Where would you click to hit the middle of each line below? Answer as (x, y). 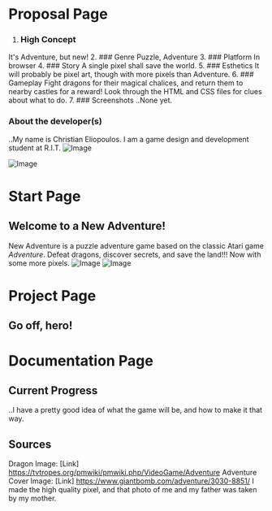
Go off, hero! (41, 326)
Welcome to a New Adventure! (87, 226)
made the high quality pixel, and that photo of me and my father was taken (133, 490)
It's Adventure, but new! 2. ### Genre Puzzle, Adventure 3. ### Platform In (134, 57)
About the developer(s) (56, 121)
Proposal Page (58, 14)
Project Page (52, 295)
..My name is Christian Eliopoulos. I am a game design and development (129, 139)
